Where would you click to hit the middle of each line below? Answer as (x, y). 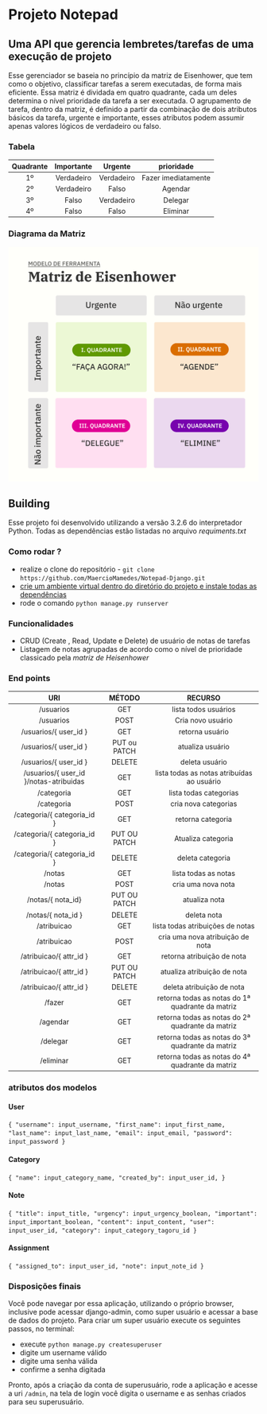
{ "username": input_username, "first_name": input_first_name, (117, 1125)
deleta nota (204, 915)
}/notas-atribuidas (54, 781)
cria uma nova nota (204, 885)
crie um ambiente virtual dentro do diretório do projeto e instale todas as (138, 586)
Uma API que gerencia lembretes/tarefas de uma (131, 44)
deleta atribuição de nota (203, 986)
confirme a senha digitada (62, 1369)
